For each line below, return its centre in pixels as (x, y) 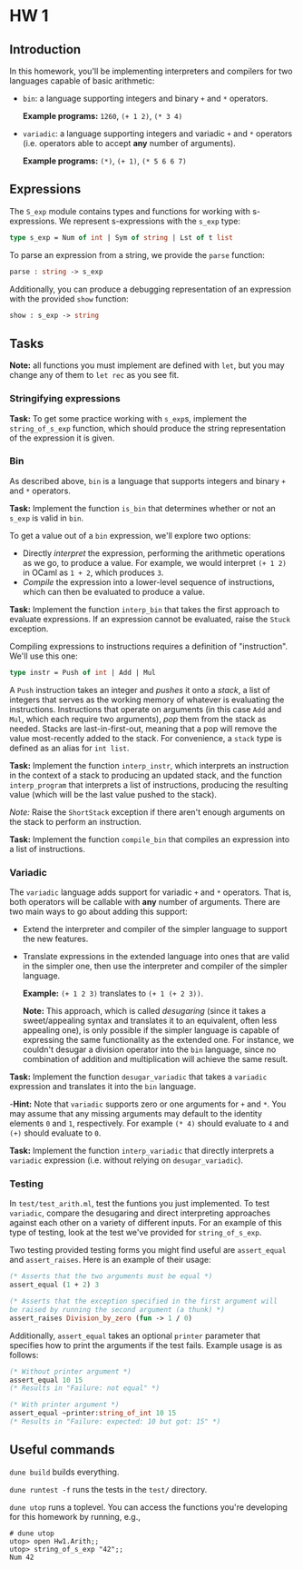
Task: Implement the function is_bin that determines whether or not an (143, 508)
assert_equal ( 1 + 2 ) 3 (54, 1285)
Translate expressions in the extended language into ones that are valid (156, 957)
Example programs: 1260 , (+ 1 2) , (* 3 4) (103, 116)
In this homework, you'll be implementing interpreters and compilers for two (151, 71)
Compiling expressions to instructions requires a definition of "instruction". (149, 646)
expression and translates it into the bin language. (103, 1087)
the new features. (55, 939)
